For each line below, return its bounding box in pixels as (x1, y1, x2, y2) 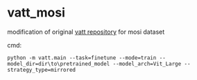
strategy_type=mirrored (7, 66, 76, 73)
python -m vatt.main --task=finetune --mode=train (7, 54, 157, 61)
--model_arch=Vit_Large (112, 60, 182, 67)
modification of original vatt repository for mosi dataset (7, 28, 165, 36)
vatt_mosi (7, 5, 66, 21)
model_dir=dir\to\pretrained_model (7, 60, 110, 67)
